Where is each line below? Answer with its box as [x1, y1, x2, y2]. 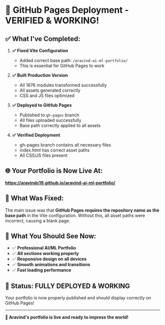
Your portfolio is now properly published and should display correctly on [5, 295, 151, 301]
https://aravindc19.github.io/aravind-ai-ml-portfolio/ [5, 180, 115, 185]
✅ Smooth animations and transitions [12, 261, 90, 268]
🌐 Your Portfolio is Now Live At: [5, 167, 103, 175]
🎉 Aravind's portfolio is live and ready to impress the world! [5, 314, 129, 320]
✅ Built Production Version [12, 72, 68, 78]
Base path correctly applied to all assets [19, 123, 101, 128]
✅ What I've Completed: [5, 35, 81, 43]
